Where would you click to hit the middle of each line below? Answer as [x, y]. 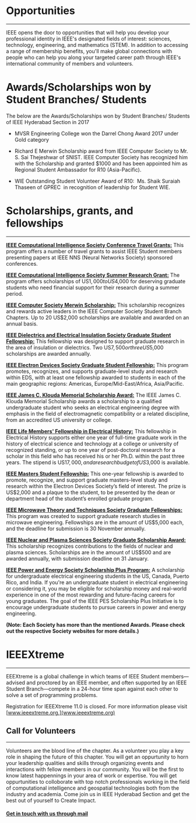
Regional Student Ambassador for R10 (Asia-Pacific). [78, 169]
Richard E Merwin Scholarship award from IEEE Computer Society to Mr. [101, 151]
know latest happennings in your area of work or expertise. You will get [91, 775]
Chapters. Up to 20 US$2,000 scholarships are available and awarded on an [98, 317]
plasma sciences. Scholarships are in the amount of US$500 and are [88, 552]
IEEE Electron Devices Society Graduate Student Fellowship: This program [97, 365]
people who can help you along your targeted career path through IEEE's [94, 57]
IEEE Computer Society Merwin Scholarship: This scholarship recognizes [95, 305]
